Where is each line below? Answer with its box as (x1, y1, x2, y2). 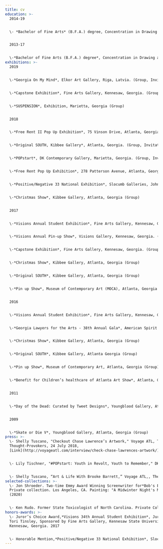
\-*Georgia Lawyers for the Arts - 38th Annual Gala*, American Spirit (9, 325, 158, 330)
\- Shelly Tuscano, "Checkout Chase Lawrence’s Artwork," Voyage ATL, (9, 439, 155, 444)
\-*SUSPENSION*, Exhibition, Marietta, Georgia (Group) (9, 103, 125, 109)
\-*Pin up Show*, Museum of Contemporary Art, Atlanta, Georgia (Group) (9, 365, 160, 370)
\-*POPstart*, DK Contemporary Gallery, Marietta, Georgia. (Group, (9, 156, 151, 161)
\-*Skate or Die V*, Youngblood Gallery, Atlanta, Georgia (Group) (9, 430, 149, 435)
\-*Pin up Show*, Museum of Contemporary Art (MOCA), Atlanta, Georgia (9, 286, 158, 291)
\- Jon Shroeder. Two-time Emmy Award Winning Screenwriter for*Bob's (9, 483, 155, 488)
